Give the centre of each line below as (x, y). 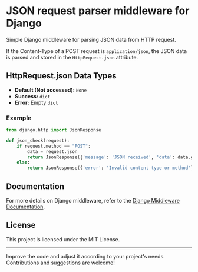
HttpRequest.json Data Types (61, 76)
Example (19, 118)
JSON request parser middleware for (98, 11)
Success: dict (32, 96)
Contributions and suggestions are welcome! (60, 263)
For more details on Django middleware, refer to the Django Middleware (93, 200)
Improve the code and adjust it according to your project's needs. (85, 256)
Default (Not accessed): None (51, 90)
